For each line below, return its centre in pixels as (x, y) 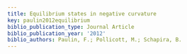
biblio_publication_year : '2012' (57, 33)
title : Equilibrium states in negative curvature (82, 14)
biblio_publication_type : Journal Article (71, 27)
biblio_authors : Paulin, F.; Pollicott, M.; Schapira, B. (95, 40)
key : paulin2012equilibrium (49, 20)
